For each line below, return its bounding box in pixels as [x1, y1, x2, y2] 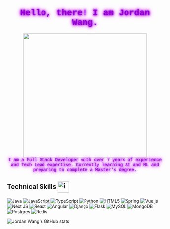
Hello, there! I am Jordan [20, 8, 150, 18]
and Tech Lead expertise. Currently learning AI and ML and [11, 162, 159, 168]
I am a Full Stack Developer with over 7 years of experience [8, 157, 162, 163]
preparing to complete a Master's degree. [33, 167, 137, 173]
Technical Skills [7, 182, 57, 191]
